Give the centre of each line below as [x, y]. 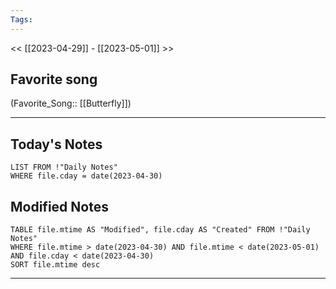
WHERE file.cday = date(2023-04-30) [86, 176]
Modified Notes [59, 206]
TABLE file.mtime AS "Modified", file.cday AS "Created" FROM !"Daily [160, 230]
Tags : [21, 19]
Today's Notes [56, 144]
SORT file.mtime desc [55, 265]
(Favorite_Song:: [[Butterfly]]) [71, 103]
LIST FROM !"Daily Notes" [64, 167]
